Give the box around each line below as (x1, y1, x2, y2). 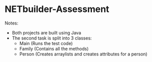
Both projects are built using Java (11, 29, 81, 35)
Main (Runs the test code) (19, 40, 73, 46)
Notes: (4, 20, 18, 26)
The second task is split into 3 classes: (11, 35, 92, 41)
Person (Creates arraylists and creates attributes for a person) (19, 51, 148, 57)
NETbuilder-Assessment (4, 3, 109, 15)
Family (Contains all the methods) (19, 45, 89, 51)
